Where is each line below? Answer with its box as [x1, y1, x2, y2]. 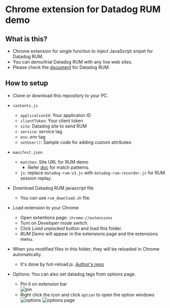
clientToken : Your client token [20, 117, 83, 124]
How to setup [5, 79, 48, 87]
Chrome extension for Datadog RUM [5, 4, 161, 15]
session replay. [20, 175, 52, 181]
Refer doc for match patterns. [27, 164, 90, 170]
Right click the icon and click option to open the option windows [20, 291, 155, 298]
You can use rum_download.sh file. [20, 195, 91, 201]
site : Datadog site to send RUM [20, 123, 87, 129]
